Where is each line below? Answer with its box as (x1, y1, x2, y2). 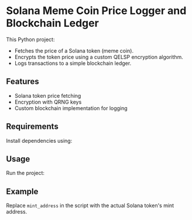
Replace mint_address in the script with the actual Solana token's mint (6, 202, 174, 209)
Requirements (6, 122, 59, 132)
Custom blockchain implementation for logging (14, 104, 128, 112)
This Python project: (6, 36, 55, 43)
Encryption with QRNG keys (14, 98, 82, 105)
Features (6, 77, 39, 87)
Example (6, 186, 39, 197)
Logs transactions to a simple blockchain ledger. (14, 60, 132, 67)
